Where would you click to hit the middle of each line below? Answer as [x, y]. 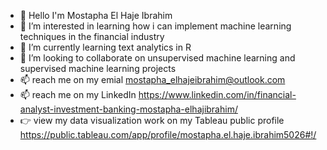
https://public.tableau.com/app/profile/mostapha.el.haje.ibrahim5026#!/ [168, 134]
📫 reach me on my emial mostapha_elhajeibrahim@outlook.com [152, 79]
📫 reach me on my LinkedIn [78, 94]
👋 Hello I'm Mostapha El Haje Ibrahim [96, 15]
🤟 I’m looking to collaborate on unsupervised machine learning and [157, 58]
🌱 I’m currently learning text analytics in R [105, 47]
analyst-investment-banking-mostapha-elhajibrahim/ [128, 109]
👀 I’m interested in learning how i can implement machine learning [155, 26]
